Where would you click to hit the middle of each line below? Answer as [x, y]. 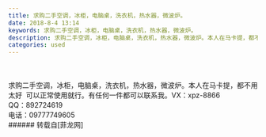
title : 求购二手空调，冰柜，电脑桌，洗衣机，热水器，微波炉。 [97, 15]
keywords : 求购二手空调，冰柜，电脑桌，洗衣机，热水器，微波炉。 [103, 30]
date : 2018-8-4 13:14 [44, 23]
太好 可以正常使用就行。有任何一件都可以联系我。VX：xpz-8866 [114, 95]
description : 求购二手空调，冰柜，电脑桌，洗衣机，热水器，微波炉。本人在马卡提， [129, 38]
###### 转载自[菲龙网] [46, 125]
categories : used [37, 45]
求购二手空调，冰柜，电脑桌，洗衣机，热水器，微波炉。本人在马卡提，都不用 [133, 86]
